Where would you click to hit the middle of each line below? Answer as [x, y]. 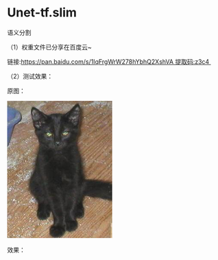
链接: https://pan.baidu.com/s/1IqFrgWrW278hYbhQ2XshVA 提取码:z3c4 [108, 61]
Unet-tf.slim [42, 13]
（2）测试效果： [30, 76]
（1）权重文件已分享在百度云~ [49, 47]
